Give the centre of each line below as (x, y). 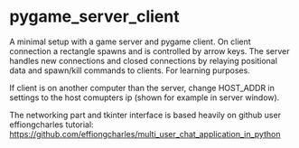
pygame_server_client (94, 17)
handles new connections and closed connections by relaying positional (144, 60)
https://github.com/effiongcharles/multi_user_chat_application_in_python (145, 134)
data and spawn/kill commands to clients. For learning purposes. (130, 70)
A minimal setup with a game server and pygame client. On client (130, 42)
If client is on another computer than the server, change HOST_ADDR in (142, 88)
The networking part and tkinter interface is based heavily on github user (145, 115)
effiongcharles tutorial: (51, 125)
